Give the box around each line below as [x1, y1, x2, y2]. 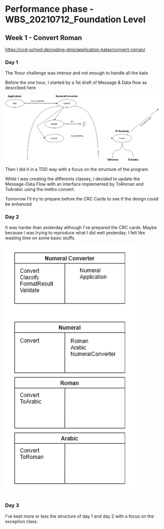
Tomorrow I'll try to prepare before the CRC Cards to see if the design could [5, 196, 159, 202]
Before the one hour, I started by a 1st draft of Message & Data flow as [5, 80, 147, 86]
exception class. [5, 518, 38, 524]
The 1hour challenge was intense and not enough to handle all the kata [5, 70, 148, 76]
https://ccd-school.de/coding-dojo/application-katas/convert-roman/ [5, 47, 146, 52]
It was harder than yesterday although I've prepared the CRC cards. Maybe [5, 225, 157, 231]
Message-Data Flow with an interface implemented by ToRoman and [5, 181, 144, 187]
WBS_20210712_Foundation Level [5, 14, 146, 25]
